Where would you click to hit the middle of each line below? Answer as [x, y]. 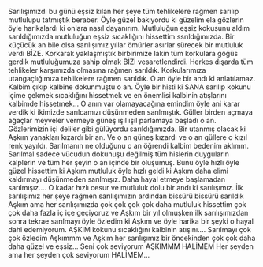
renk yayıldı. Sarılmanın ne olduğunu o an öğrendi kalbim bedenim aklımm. [129, 146]
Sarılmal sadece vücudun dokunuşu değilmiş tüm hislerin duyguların [119, 154]
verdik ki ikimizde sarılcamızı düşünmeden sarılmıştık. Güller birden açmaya [131, 112]
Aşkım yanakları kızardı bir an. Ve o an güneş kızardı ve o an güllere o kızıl [128, 137]
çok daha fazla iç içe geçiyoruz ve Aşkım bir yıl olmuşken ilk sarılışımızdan [128, 213]
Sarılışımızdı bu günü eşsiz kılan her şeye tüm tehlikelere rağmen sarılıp [124, 11]
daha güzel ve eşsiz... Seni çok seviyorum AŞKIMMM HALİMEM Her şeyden [131, 246]
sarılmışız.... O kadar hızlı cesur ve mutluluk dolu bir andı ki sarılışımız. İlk [126, 188]
